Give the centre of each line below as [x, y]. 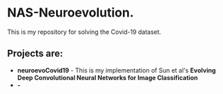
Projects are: [35, 54]
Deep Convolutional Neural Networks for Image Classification [107, 77]
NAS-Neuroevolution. [71, 13]
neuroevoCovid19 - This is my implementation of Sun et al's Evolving [116, 70]
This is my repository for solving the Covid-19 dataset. [84, 32]
